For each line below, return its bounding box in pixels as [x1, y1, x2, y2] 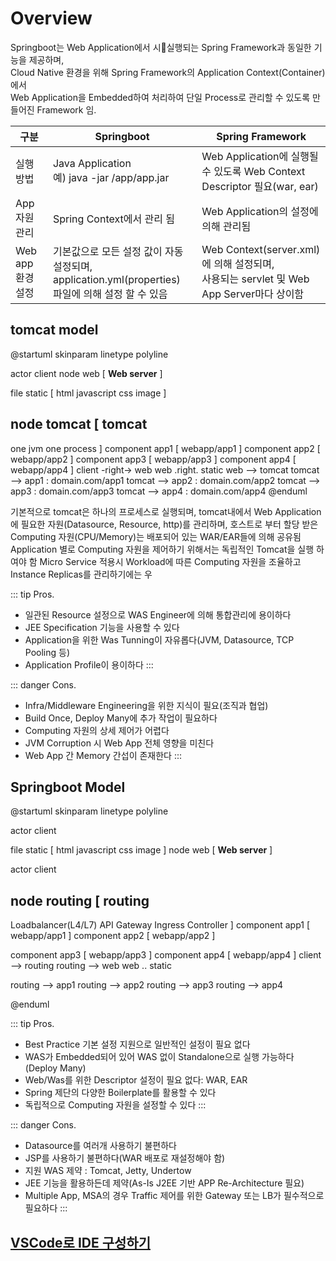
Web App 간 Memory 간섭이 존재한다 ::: [24, 749, 183, 761]
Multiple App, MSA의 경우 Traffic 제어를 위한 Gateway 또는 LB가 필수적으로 [24, 1190, 325, 1202]
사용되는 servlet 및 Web [201, 272, 310, 286]
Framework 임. [36, 103, 97, 116]
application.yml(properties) [52, 272, 181, 286]
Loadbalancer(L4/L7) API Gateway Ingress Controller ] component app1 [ [10, 919, 311, 931]
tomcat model [10, 322, 99, 339]
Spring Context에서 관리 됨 [52, 212, 175, 226]
